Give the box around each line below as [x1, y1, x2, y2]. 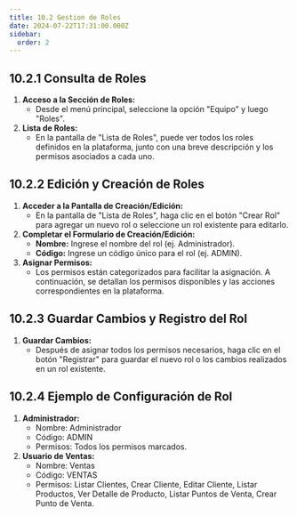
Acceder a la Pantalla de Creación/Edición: [21, 200, 184, 211]
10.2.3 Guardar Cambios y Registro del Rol [9, 311, 247, 327]
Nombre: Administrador [35, 422, 122, 432]
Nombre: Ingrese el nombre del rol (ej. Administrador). [35, 238, 236, 249]
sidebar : [9, 29, 42, 38]
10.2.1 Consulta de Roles [9, 70, 147, 85]
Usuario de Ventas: [21, 450, 95, 461]
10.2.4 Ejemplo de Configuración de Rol [9, 389, 233, 405]
